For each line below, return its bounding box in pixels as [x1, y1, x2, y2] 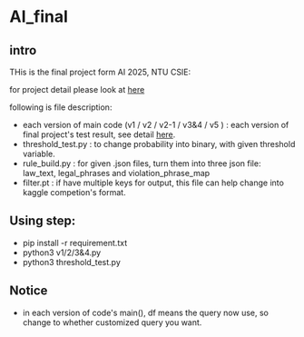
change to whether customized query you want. [22, 316, 202, 328]
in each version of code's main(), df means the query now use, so [22, 307, 270, 318]
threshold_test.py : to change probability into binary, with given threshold [22, 139, 296, 149]
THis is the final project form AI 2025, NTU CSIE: [9, 66, 191, 77]
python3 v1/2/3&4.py [22, 247, 102, 258]
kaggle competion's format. [22, 187, 126, 197]
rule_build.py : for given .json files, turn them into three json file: [22, 158, 261, 169]
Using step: [9, 213, 76, 229]
